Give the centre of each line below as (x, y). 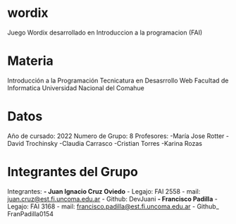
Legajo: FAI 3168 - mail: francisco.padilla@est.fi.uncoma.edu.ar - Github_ (113, 206)
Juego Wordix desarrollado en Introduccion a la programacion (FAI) (105, 32)
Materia (31, 61)
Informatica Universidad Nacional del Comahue (76, 88)
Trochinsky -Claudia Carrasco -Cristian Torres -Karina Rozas (114, 143)
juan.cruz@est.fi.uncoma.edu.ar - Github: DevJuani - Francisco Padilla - (113, 199)
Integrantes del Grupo (73, 172)
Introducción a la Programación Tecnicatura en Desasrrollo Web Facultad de (118, 80)
